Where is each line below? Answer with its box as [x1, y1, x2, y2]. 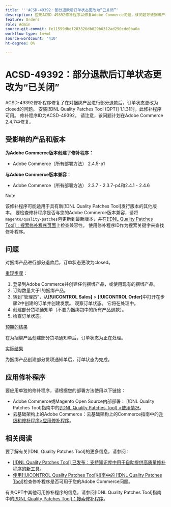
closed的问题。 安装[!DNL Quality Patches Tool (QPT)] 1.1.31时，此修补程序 [5, 106, 162, 112]
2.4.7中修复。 [5, 119, 34, 125]
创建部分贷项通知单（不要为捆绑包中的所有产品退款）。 [12, 307, 127, 313]
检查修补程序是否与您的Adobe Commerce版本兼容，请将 [19, 209, 138, 215]
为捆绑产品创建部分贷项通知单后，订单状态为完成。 [5, 356, 112, 363]
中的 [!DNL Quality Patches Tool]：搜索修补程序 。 [5, 495, 108, 501]
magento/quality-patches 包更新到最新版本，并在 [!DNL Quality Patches [5, 216, 153, 222]
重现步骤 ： [5, 270, 28, 276]
